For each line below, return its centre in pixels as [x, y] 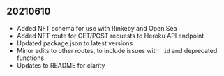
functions [30, 58]
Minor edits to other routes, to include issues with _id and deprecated [117, 50]
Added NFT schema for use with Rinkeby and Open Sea [97, 28]
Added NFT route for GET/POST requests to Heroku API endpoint [110, 36]
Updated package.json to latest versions [75, 43]
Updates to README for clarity [61, 65]
